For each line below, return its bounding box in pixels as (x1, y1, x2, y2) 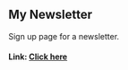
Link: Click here (8, 51, 68, 62)
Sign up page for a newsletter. (8, 31, 120, 41)
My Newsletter (8, 7, 93, 22)
